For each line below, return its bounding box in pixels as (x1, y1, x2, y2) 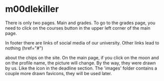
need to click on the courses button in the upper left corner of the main (5, 25, 151, 31)
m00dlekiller (5, 3, 59, 15)
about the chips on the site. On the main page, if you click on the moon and (5, 54, 159, 60)
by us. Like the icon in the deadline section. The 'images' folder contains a (5, 65, 158, 71)
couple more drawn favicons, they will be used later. (5, 70, 112, 76)
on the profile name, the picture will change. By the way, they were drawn (5, 60, 156, 66)
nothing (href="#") (5, 45, 43, 51)
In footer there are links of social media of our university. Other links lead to (5, 40, 160, 45)
